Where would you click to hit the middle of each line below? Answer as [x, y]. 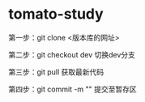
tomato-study [56, 14]
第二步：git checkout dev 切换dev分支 [72, 54]
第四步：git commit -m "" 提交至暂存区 [72, 89]
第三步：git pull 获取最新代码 [56, 72]
